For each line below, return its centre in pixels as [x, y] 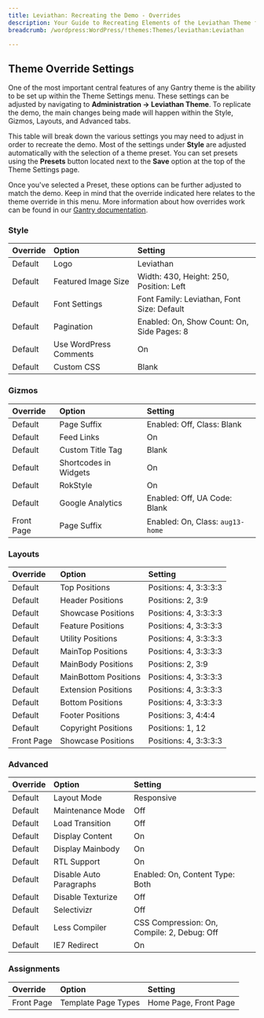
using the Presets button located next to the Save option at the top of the [127, 161]
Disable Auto [77, 875]
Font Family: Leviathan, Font [189, 300]
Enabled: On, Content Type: [184, 875]
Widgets [75, 472]
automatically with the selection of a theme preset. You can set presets [123, 153]
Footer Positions [90, 715]
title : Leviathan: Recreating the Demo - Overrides [94, 15]
